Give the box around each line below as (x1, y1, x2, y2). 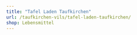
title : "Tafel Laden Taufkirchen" (6, 8, 92, 15)
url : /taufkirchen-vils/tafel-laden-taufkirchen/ (6, 14, 132, 20)
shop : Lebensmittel (6, 20, 55, 26)
